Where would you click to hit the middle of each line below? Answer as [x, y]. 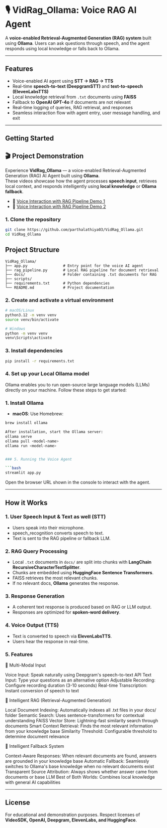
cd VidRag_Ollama [23, 235]
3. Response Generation [35, 596]
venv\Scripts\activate [29, 338]
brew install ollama [27, 423]
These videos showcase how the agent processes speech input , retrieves [81, 181]
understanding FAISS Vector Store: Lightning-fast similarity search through [82, 721]
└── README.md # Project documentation [60, 288]
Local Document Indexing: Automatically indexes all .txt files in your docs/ [81, 710]
